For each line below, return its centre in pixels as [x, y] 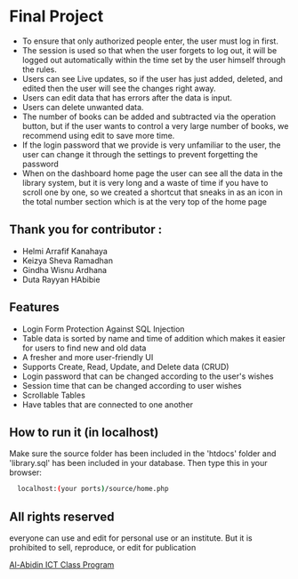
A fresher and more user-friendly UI [88, 357]
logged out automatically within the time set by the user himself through [154, 60]
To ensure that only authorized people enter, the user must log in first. [150, 41]
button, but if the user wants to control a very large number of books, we [155, 125]
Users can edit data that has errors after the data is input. [127, 97]
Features [34, 307]
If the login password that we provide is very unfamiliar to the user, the [151, 145]
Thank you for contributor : [86, 230]
